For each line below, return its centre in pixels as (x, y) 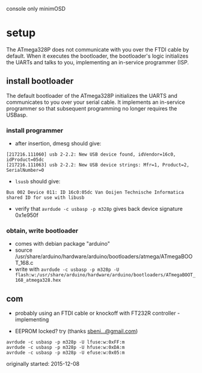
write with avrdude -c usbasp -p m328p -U (67, 269)
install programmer (35, 130)
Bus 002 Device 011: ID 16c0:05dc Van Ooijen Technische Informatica (95, 193)
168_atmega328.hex (38, 281)
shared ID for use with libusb (45, 198)
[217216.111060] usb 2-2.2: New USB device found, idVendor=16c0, (91, 155)
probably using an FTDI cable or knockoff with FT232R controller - (97, 313)
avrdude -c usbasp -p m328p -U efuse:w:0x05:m (66, 353)
